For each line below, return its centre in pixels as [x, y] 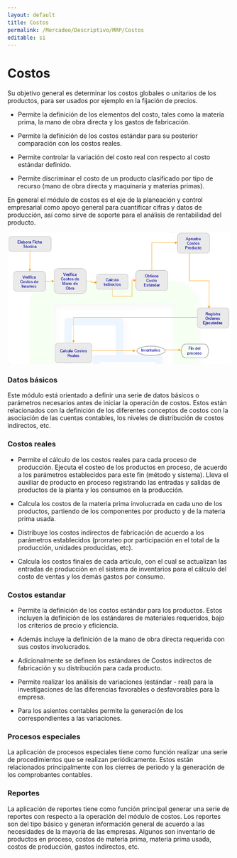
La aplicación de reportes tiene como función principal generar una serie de [118, 809]
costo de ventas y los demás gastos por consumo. [91, 577]
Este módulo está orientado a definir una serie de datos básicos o [104, 395]
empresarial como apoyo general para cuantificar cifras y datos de [105, 208]
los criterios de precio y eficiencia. [68, 625]
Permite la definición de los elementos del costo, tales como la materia [121, 114]
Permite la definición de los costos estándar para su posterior [108, 136]
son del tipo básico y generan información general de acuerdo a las [106, 824]
